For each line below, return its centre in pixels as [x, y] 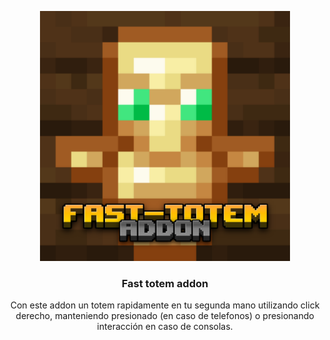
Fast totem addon [165, 283]
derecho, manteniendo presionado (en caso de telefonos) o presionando [165, 316]
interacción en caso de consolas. [165, 327]
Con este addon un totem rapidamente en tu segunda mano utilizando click [165, 305]
